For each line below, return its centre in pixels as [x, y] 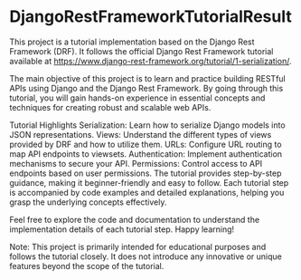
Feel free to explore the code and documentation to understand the [135, 219]
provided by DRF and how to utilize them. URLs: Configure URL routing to [146, 144]
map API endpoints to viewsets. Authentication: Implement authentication [146, 154]
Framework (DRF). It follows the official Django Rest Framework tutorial [141, 51]
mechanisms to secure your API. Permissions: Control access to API [136, 163]
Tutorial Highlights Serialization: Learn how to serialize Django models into [148, 125]
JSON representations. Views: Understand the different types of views [141, 134]
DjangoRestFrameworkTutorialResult [150, 17]
